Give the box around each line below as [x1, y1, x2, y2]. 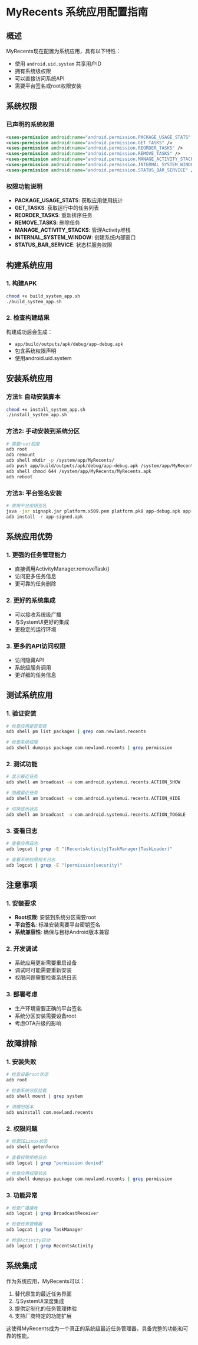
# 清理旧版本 [6, 1104, 34, 1110]
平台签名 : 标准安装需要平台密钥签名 [14, 921, 101, 928]
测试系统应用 [6, 690, 53, 701]
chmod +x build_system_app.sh [6, 293, 81, 299]
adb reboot [6, 474, 33, 479]
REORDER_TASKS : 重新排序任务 [14, 212, 93, 219]
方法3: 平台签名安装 [6, 489, 62, 497]
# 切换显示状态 [6, 806, 38, 812]
